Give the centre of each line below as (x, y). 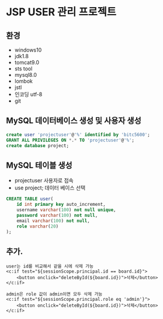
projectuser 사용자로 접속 (44, 181)
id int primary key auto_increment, (61, 205)
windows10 (28, 50)
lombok (24, 81)
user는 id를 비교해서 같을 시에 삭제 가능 (50, 267)
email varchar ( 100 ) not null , (53, 220)
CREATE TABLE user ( (30, 199)
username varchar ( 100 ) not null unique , (66, 210)
